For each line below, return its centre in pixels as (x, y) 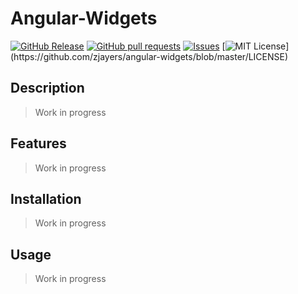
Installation (46, 198)
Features (38, 143)
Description (47, 88)
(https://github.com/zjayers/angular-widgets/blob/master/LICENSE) (149, 56)
